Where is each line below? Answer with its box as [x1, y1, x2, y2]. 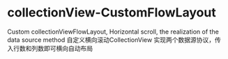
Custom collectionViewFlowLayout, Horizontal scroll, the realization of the [7, 27, 220, 36]
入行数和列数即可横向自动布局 [7, 44, 93, 52]
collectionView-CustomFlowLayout [7, 5, 216, 21]
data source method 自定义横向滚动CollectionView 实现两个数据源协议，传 [7, 36, 222, 44]
